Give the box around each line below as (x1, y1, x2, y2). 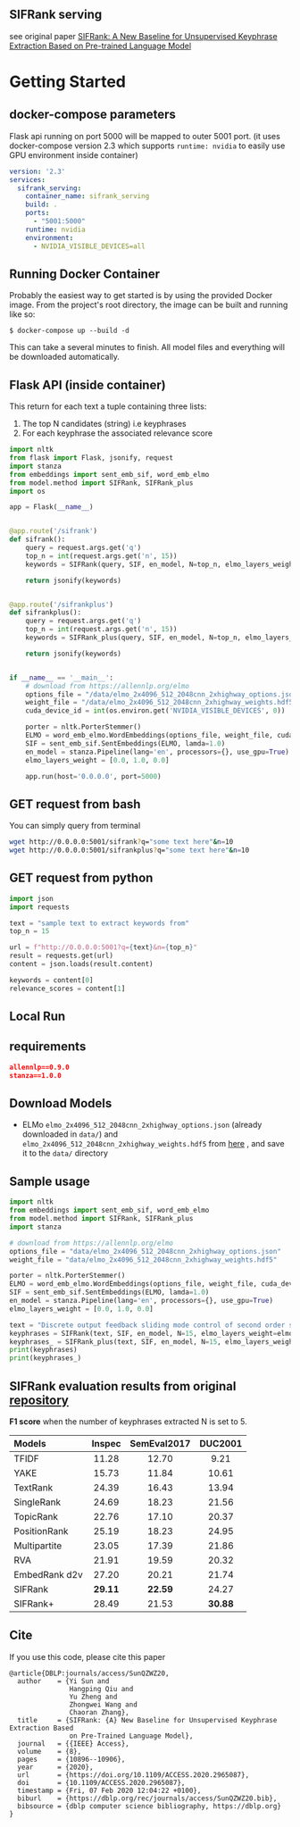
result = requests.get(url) (9, 951, 114, 961)
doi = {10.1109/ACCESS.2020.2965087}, (17, 1778, 186, 1787)
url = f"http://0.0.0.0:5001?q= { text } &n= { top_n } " (9, 943, 198, 952)
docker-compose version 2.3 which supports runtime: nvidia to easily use (9, 140, 286, 151)
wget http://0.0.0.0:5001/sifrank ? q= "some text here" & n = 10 (9, 838, 234, 847)
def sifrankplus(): (9, 608, 82, 617)
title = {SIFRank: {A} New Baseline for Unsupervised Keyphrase (17, 1715, 278, 1724)
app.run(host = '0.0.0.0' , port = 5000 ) (25, 772, 162, 780)
